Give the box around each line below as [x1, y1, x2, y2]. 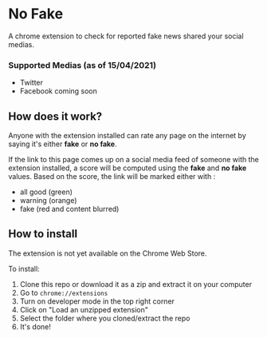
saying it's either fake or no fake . [8, 139, 117, 149]
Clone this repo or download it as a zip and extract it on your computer [19, 279, 253, 288]
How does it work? [8, 109, 103, 123]
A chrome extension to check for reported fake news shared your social [8, 31, 245, 41]
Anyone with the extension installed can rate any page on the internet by [8, 131, 247, 141]
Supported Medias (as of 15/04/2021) [8, 59, 157, 70]
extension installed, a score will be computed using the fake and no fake [8, 163, 247, 173]
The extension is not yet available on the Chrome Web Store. [8, 249, 207, 258]
